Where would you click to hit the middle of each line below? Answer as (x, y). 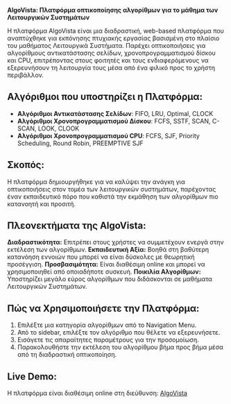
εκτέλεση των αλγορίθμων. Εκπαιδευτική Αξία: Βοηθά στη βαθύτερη (108, 250)
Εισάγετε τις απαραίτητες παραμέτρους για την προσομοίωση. (108, 340)
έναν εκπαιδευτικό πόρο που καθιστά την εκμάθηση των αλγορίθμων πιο (113, 196)
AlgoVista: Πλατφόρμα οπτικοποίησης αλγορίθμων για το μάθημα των (113, 10)
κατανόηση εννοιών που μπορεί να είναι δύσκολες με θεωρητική (101, 257)
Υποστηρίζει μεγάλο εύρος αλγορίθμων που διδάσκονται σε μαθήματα (110, 279)
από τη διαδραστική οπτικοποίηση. (67, 355)
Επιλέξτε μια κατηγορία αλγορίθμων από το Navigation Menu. (107, 325)
